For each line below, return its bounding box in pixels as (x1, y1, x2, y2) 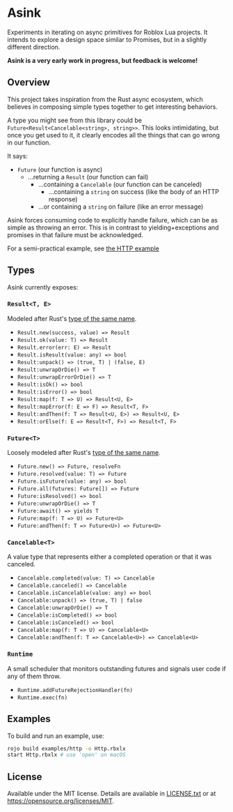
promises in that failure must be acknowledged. (7, 230, 144, 239)
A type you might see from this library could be (7, 116, 143, 124)
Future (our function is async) (17, 165, 103, 174)
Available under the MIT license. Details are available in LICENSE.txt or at (7, 790, 216, 798)
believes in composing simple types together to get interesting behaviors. (7, 103, 218, 111)
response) (48, 195, 78, 203)
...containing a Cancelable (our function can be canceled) (38, 180, 202, 188)
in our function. (7, 138, 51, 146)
